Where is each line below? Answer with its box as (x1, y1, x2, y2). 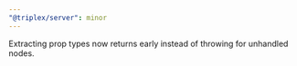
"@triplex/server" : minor (8, 13, 107, 23)
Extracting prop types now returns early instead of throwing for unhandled (8, 38, 289, 49)
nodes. (8, 47, 35, 59)
